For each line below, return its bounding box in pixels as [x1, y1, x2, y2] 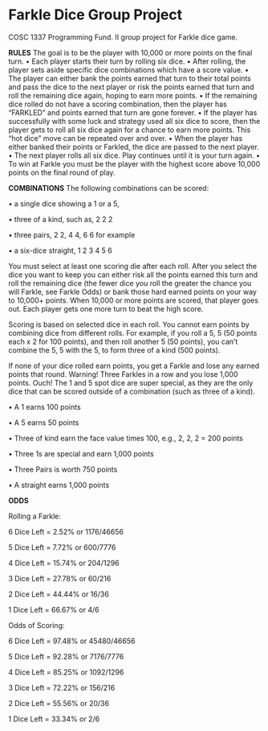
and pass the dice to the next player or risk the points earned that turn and [8, 82, 254, 92]
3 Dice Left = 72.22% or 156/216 [8, 683, 116, 692]
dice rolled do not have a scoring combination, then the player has [8, 99, 227, 109]
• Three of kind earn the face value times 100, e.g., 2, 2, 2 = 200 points [8, 433, 243, 443]
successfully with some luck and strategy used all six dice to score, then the [8, 116, 261, 126]
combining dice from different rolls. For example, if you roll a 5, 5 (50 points [8, 328, 258, 337]
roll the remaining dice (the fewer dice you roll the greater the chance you [8, 278, 252, 287]
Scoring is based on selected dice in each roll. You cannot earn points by [8, 320, 250, 329]
